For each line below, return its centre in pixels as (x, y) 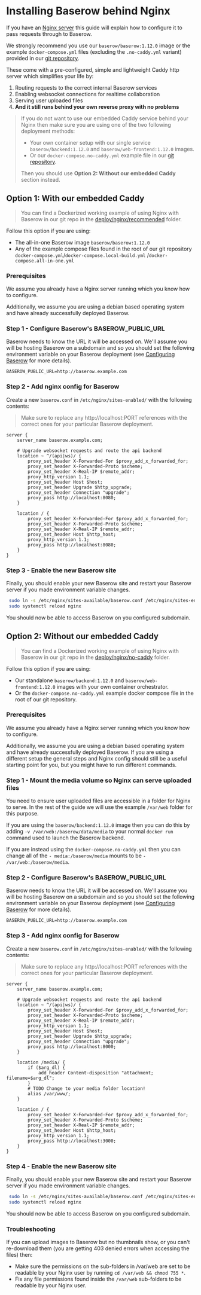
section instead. (41, 179)
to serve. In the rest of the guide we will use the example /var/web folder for (100, 807)
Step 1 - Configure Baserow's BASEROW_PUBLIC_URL (86, 328)
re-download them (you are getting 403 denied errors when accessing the (98, 1248)
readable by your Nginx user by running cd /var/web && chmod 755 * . (100, 1273)
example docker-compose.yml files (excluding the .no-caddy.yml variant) (94, 51)
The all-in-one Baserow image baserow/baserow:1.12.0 (83, 242)
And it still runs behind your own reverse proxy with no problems (97, 106)
